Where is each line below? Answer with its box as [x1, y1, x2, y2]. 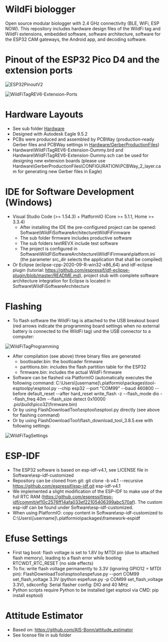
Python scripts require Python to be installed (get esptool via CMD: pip [12, 587, 159, 593]
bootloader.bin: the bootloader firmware [20, 358, 103, 364]
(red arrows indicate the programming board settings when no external [12, 323, 160, 329]
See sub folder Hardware [12, 125, 65, 132]
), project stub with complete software [79, 272, 159, 278]
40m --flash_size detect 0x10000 [36, 396, 106, 402]
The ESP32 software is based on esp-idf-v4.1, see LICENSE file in [12, 466, 148, 473]
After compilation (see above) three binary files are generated [12, 353, 141, 359]
